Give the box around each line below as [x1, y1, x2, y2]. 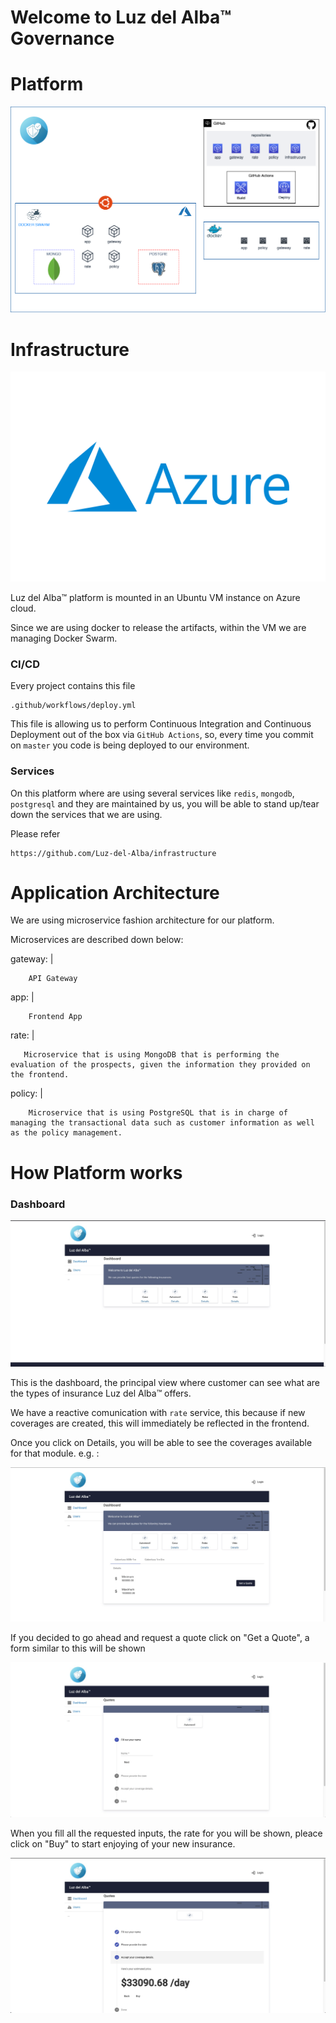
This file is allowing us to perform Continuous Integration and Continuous [10, 718, 312, 730]
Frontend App [28, 1012, 83, 1022]
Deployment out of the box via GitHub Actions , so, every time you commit [10, 729, 314, 741]
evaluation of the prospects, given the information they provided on [10, 1060, 311, 1070]
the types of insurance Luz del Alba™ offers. [10, 1387, 192, 1399]
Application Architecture [10, 881, 220, 904]
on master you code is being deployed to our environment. [10, 739, 250, 751]
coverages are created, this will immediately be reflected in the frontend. [10, 1417, 310, 1429]
